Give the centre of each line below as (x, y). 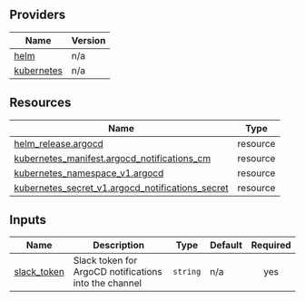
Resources (40, 103)
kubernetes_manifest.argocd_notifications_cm (113, 158)
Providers (38, 15)
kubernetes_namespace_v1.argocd (89, 173)
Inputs (28, 220)
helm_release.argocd (59, 143)
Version (89, 40)
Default (226, 246)
